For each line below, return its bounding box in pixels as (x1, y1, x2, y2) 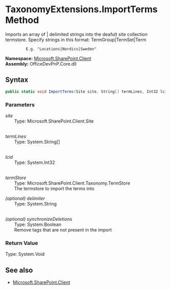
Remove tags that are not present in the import (14, 226, 112, 233)
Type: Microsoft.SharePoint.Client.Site (14, 118, 94, 124)
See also (5, 266, 33, 274)
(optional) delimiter (5, 195, 45, 201)
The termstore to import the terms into (14, 185, 95, 191)
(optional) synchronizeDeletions (5, 216, 72, 222)
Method (5, 14, 39, 26)
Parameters (5, 101, 35, 108)
